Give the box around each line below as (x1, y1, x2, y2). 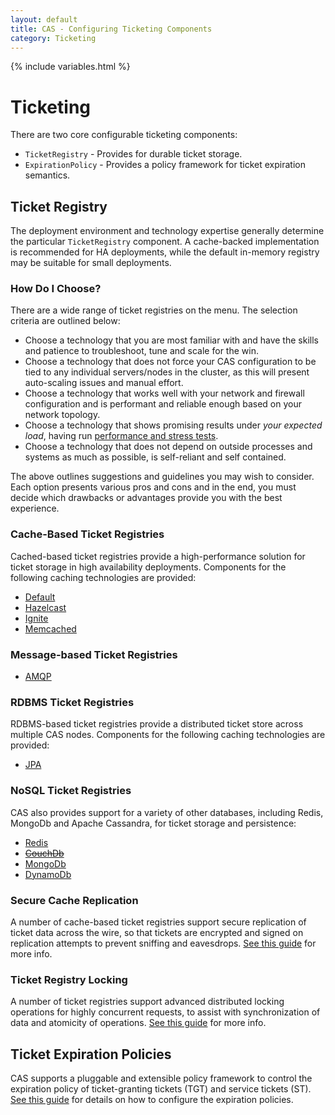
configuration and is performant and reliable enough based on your (24, 398, 302, 410)
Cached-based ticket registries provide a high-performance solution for (10, 550, 306, 562)
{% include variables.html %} (10, 61, 131, 73)
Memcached (24, 622, 77, 635)
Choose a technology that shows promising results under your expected (24, 419, 323, 431)
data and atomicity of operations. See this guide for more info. (10, 1017, 267, 1029)
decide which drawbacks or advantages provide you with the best (10, 492, 283, 504)
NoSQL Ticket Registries (10, 784, 132, 798)
